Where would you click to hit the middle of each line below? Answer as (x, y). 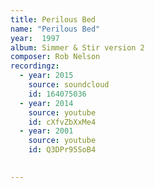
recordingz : (35, 66)
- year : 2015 (46, 76)
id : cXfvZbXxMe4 (62, 122)
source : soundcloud (69, 85)
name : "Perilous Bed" (55, 29)
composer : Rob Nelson (55, 57)
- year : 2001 (46, 131)
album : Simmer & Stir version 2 (77, 47)
